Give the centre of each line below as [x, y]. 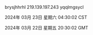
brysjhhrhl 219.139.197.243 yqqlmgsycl [44, 7]
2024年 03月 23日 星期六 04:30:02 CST [46, 17]
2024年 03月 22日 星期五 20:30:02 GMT [46, 28]
